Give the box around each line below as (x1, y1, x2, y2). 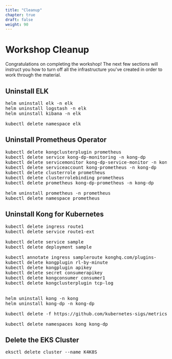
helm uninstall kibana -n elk (5, 111, 81, 116)
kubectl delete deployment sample (5, 244, 92, 250)
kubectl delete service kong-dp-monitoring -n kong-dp (5, 154, 146, 160)
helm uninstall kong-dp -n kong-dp (5, 300, 95, 306)
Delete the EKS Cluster (5, 336, 79, 345)
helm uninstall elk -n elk (5, 101, 73, 106)
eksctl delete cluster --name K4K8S (5, 349, 97, 355)
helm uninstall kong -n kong (5, 295, 78, 301)
